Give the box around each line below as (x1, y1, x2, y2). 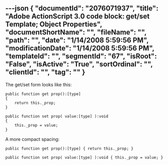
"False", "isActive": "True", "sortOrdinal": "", (5, 60, 153, 68)
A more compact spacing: (5, 136, 60, 142)
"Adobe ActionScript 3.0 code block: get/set (5, 12, 150, 21)
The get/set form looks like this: (5, 81, 72, 87)
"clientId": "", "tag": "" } (5, 68, 85, 77)
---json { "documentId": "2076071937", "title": (5, 4, 159, 13)
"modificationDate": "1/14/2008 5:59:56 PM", (5, 44, 155, 53)
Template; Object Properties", (5, 20, 102, 29)
